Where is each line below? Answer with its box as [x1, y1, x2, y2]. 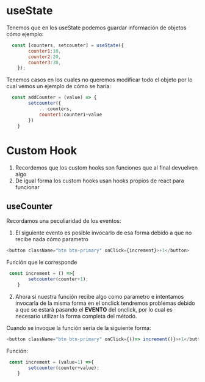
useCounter [6, 201, 53, 211]
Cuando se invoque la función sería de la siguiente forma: [6, 324, 151, 331]
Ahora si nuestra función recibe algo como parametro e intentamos [15, 293, 184, 300]
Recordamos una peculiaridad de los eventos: [6, 217, 121, 225]
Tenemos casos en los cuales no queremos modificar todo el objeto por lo [6, 76, 193, 83]
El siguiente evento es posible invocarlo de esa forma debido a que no [15, 229, 192, 236]
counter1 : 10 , [28, 48, 62, 54]
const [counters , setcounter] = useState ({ [12, 42, 124, 48]
